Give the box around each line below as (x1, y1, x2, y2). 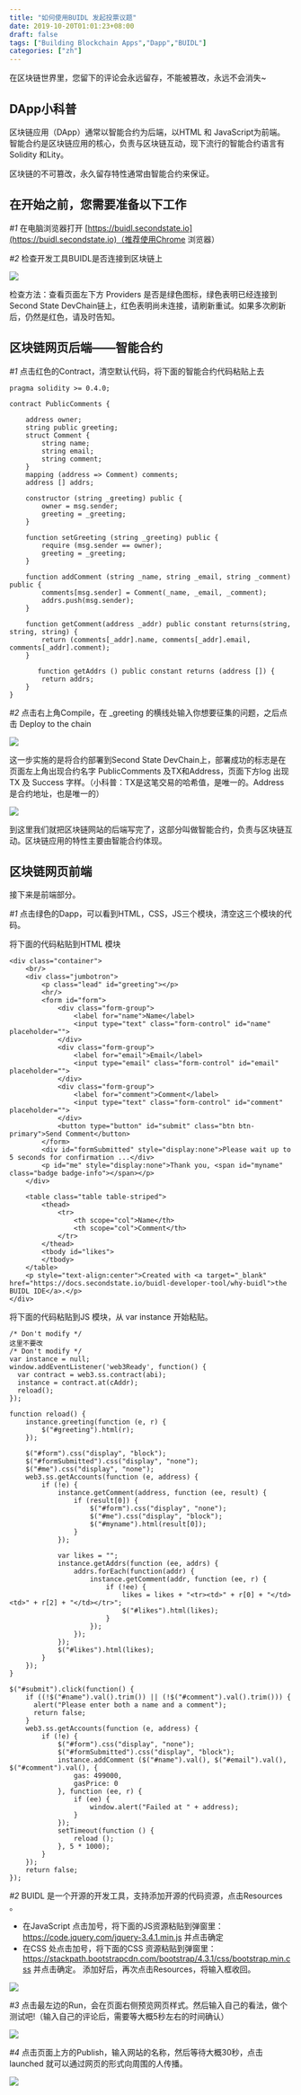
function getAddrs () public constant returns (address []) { (37, 667, 276, 676)
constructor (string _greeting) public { (25, 493, 182, 503)
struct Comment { (25, 430, 91, 440)
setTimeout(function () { (57, 1826, 155, 1835)
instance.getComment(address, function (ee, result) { (57, 1489, 268, 1498)
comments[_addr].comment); (9, 643, 111, 652)
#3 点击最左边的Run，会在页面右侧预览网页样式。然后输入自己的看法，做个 (9, 2000, 288, 2011)
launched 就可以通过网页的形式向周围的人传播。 (9, 2058, 188, 2069)
